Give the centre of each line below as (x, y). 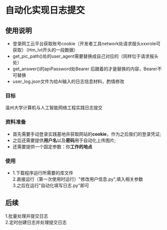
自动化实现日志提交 (45, 10)
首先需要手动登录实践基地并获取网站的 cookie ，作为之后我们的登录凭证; (87, 134)
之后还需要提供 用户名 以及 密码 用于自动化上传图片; (64, 140)
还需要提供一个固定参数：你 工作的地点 (52, 146)
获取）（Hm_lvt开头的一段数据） (45, 50)
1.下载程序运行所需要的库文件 (43, 172)
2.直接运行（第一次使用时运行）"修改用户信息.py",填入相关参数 (78, 179)
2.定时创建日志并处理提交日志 (36, 222)
